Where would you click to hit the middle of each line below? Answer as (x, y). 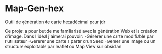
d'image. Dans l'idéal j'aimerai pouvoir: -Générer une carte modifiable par (79, 36)
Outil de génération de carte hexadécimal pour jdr (55, 22)
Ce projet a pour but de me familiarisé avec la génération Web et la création (81, 31)
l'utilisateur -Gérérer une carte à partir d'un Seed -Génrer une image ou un (80, 41)
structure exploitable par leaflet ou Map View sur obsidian (63, 46)
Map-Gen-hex (35, 8)
